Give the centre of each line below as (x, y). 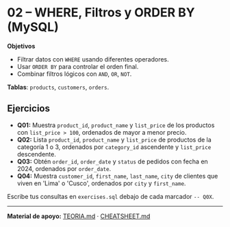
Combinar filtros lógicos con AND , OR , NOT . (74, 74)
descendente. (36, 154)
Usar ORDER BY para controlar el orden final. (78, 66)
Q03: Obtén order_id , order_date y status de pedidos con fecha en (113, 161)
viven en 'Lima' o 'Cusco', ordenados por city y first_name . (101, 183)
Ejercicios (28, 108)
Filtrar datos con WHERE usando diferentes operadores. (93, 59)
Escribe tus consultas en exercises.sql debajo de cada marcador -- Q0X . (111, 196)
